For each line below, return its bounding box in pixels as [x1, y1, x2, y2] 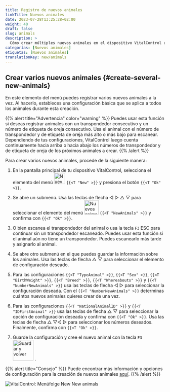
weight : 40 [5, 21, 28, 27]
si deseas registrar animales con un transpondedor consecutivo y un [5, 121, 148, 127]
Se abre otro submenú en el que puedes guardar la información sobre [12, 251, 158, 257]
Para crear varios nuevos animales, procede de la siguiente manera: [5, 158, 147, 164]
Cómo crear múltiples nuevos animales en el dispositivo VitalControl [10, 41, 162, 46]
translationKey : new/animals [5, 54, 67, 60]
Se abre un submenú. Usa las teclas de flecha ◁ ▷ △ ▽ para [12, 195, 141, 201]
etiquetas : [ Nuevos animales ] [5, 50, 69, 55]
